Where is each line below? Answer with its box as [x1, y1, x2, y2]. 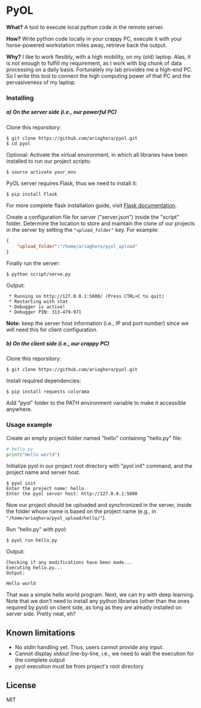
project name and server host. [6, 469, 81, 476]
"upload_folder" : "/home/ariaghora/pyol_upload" [17, 243, 138, 249]
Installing [6, 94, 34, 102]
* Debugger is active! [8, 304, 66, 310]
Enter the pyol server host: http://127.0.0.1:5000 [6, 491, 138, 497]
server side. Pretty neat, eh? [6, 610, 76, 617]
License [6, 680, 36, 691]
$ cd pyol [6, 141, 31, 147]
